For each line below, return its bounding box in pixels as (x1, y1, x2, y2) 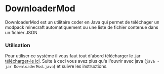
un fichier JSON (5, 29, 38, 35)
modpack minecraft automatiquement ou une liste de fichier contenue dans (5, 24, 159, 30)
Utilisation (5, 42, 31, 49)
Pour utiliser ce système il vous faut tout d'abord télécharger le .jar (5, 53, 141, 59)
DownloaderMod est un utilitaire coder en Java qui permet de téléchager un (5, 19, 160, 25)
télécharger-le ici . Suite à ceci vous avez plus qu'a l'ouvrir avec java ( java (5, 58, 155, 64)
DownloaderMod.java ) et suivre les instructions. (14, 63, 108, 69)
